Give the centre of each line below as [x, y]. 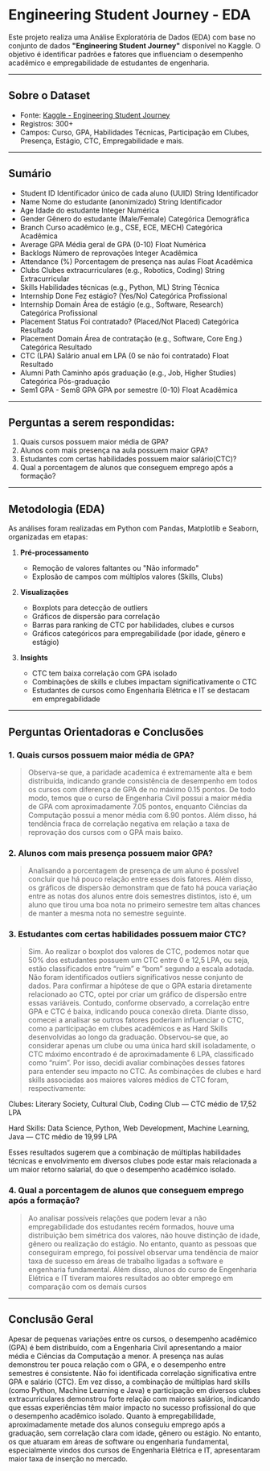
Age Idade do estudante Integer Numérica [90, 210]
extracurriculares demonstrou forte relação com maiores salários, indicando [134, 1399]
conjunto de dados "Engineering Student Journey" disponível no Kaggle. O [135, 45]
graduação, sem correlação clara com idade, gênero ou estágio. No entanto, [135, 1433]
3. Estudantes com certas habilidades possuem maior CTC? [127, 934]
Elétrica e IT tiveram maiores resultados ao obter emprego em [131, 1278]
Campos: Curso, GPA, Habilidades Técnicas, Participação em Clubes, [135, 132]
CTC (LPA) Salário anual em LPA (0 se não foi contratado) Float [124, 355]
